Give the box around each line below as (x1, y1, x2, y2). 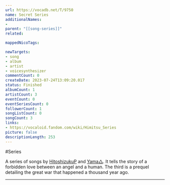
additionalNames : (5, 17, 42, 22)
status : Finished (5, 82, 42, 88)
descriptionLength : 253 (5, 134, 56, 140)
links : (5, 120, 19, 126)
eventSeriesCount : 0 (5, 101, 49, 107)
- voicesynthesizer (5, 68, 47, 74)
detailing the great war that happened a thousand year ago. (5, 169, 129, 175)
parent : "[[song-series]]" (5, 26, 62, 32)
